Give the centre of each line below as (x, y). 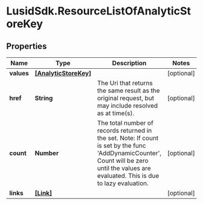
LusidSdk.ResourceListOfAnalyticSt (99, 11)
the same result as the (128, 90)
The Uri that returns (125, 83)
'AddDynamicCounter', (129, 153)
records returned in (124, 131)
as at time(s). (116, 113)
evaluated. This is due (128, 176)
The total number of (125, 123)
